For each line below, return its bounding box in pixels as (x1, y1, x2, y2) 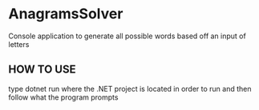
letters (8, 39, 30, 49)
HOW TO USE (8, 63, 76, 77)
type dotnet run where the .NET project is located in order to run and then (8, 84, 252, 93)
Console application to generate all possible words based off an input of (8, 31, 246, 41)
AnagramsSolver (8, 5, 123, 23)
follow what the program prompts (8, 92, 119, 102)
